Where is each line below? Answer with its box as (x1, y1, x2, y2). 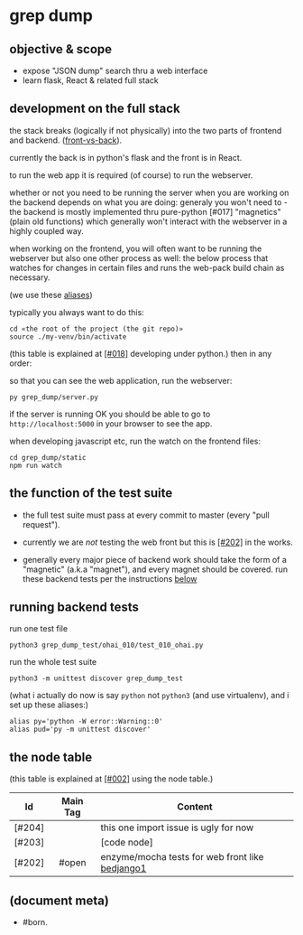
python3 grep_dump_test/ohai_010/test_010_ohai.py (9, 640, 204, 650)
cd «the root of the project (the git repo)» (9, 324, 183, 333)
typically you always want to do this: (9, 306, 144, 317)
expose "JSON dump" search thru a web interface (22, 65, 208, 76)
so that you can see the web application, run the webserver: (9, 375, 233, 386)
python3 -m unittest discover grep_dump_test (9, 674, 183, 683)
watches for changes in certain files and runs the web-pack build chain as (9, 262, 285, 273)
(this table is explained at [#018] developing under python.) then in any (9, 348, 272, 359)
